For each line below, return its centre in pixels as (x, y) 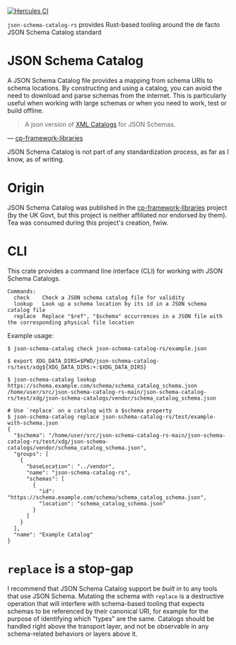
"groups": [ (31, 454)
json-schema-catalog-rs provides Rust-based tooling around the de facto (114, 24)
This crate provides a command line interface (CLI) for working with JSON (115, 271)
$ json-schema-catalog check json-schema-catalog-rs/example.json (107, 348)
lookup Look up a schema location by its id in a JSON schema (110, 304)
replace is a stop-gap (70, 569)
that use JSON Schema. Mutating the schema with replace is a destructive (116, 596)
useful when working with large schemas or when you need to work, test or (117, 103)
